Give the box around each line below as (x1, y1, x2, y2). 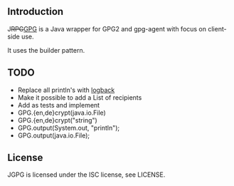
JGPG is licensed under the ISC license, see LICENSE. (7, 170, 166, 179)
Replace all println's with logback (17, 86, 115, 94)
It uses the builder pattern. (7, 46, 85, 54)
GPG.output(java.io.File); (17, 131, 90, 140)
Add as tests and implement (17, 100, 100, 109)
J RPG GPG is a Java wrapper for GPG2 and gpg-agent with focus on (7, 24, 207, 33)
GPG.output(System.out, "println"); (17, 123, 120, 132)
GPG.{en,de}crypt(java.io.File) (17, 108, 107, 117)
